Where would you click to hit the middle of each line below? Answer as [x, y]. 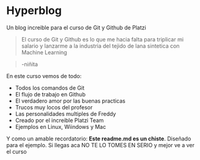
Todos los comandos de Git [50, 88]
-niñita [30, 64]
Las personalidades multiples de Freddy [65, 114]
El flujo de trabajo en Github [50, 94]
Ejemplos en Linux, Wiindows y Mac [61, 126]
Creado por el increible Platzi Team [59, 120]
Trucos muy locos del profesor [54, 107]
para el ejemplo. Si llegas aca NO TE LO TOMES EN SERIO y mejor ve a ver [100, 145]
